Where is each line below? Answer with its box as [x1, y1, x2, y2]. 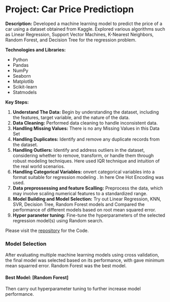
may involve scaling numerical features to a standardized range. [12, 190, 148, 196]
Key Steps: [5, 99, 29, 105]
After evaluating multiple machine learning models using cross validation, [5, 252, 159, 258]
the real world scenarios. [12, 163, 65, 169]
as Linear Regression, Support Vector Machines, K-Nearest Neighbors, [5, 31, 154, 37]
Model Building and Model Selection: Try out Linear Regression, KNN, [12, 196, 162, 202]
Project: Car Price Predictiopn [5, 4, 134, 15]
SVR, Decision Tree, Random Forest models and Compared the [12, 201, 145, 207]
